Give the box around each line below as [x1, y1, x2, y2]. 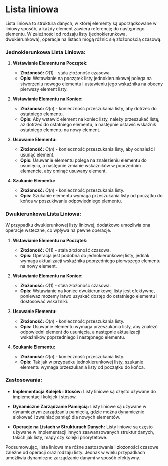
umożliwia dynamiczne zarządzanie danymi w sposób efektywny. [5, 454, 140, 461]
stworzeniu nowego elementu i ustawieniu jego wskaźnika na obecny [20, 81, 163, 87]
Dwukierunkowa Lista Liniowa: [5, 210, 82, 217]
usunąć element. [20, 152, 55, 158]
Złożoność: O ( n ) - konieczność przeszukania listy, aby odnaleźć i [20, 146, 156, 152]
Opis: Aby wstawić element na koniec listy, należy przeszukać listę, [20, 116, 160, 122]
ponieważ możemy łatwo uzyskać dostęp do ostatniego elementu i [20, 293, 158, 299]
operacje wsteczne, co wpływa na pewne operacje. [5, 227, 112, 234]
